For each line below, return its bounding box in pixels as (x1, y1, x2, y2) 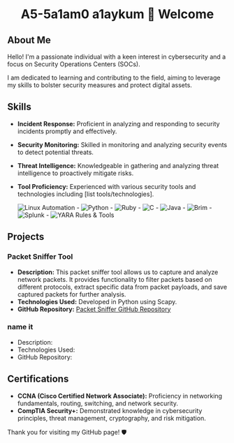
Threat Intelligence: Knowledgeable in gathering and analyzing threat (17, 161, 219, 170)
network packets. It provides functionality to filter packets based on (17, 275, 212, 283)
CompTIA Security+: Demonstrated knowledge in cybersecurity (17, 406, 203, 414)
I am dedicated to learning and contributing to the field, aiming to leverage (7, 73, 221, 82)
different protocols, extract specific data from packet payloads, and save (17, 283, 228, 291)
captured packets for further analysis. (17, 290, 126, 299)
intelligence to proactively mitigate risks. (17, 169, 134, 177)
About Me (7, 34, 51, 46)
